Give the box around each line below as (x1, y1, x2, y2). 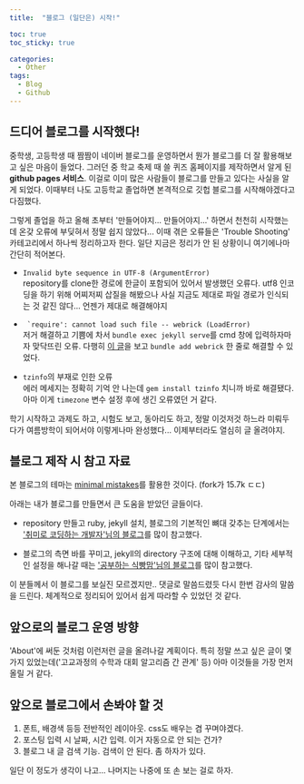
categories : (9, 54, 54, 64)
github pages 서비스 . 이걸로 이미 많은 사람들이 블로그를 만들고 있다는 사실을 (9, 172, 280, 183)
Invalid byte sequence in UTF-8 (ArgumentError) (22, 269, 211, 278)
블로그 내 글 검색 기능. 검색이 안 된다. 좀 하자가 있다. (22, 746, 206, 756)
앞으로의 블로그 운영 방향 (9, 619, 139, 635)
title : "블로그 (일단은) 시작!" (9, 13, 121, 23)
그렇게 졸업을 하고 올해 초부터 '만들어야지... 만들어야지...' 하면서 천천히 (9, 214, 258, 225)
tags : (9, 72, 30, 81)
